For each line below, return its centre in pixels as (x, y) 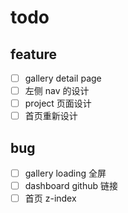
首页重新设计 (51, 116)
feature (34, 54)
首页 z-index (50, 198)
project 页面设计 (58, 103)
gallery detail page (63, 78)
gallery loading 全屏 (65, 173)
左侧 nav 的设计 (57, 91)
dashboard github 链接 (71, 186)
